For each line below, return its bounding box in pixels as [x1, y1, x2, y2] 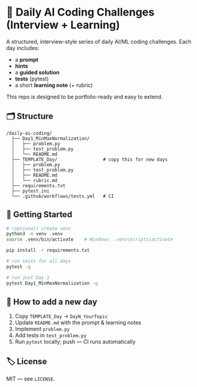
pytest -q [6, 263, 31, 269]
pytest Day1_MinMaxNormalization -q [6, 280, 98, 286]
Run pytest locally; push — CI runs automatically [14, 338, 136, 346]
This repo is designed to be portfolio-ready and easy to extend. [6, 93, 163, 100]
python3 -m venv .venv [6, 231, 63, 237]
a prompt [14, 56, 39, 63]
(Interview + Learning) [6, 18, 120, 32]
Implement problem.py [14, 325, 70, 332]
